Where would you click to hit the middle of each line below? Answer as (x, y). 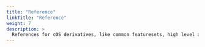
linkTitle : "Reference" (37, 18)
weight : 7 (19, 23)
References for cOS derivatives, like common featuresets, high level (103, 35)
